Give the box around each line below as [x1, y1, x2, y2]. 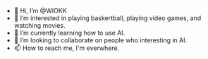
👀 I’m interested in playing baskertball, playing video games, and [13, 14, 202, 22]
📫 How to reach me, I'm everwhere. [13, 44, 120, 52]
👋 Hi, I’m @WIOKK [13, 7, 67, 15]
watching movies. [13, 22, 66, 29]
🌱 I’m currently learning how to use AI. [13, 28, 126, 37]
